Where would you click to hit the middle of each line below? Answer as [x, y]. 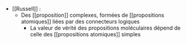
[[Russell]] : [26, 9]
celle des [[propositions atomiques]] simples [85, 34]
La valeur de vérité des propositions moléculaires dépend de [105, 28]
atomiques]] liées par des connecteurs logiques [80, 21]
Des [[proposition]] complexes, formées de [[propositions [93, 15]
